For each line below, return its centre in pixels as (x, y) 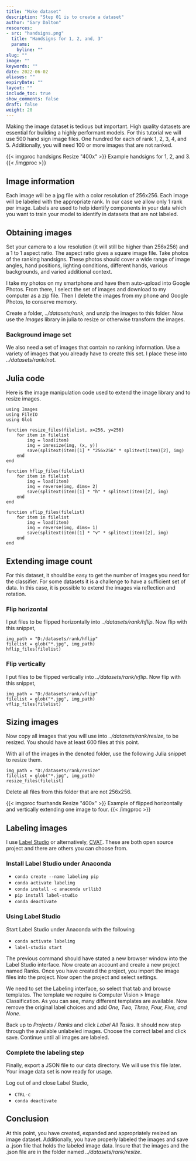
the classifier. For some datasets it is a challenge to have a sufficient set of (96, 581)
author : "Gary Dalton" (34, 22)
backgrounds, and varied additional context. (59, 272)
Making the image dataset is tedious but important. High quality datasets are (98, 126)
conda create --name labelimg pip (56, 877)
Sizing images (32, 722)
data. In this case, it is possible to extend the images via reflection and (91, 587)
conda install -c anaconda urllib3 (58, 889)
